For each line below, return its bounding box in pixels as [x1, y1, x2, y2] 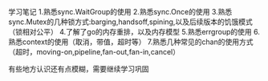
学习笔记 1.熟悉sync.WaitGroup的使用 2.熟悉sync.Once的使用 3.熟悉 [8, 7, 233, 16]
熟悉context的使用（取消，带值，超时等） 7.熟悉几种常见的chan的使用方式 [8, 37, 254, 47]
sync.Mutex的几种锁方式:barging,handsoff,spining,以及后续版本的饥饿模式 [8, 17, 253, 26]
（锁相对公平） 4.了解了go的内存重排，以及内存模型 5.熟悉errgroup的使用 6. [8, 27, 261, 36]
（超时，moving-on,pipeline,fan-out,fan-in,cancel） [8, 47, 181, 56]
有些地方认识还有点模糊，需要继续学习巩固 [8, 64, 149, 74]
